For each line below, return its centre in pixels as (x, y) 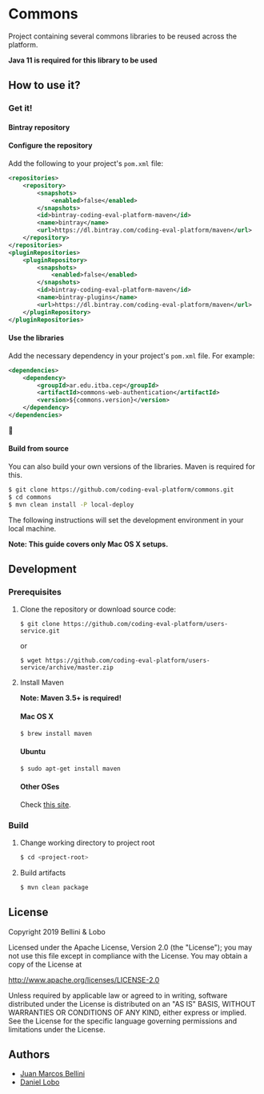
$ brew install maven (56, 733)
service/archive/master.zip (66, 668)
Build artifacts (43, 872)
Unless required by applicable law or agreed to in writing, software (118, 995)
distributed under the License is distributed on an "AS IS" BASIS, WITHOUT (132, 1003)
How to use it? (44, 85)
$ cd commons (30, 497)
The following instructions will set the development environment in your (126, 520)
